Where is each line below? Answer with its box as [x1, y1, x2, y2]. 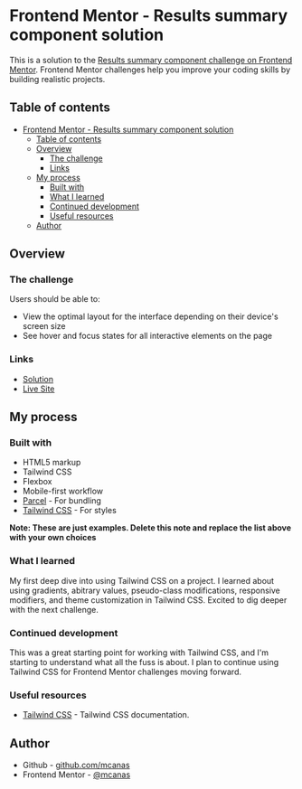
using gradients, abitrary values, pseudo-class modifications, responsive [9, 585, 280, 596]
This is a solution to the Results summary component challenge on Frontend [9, 54, 293, 65]
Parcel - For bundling [22, 495, 102, 506]
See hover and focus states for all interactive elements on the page [22, 331, 273, 342]
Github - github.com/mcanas [22, 760, 130, 771]
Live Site [22, 383, 55, 394]
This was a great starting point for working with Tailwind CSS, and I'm [9, 647, 269, 658]
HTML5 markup [22, 457, 81, 468]
